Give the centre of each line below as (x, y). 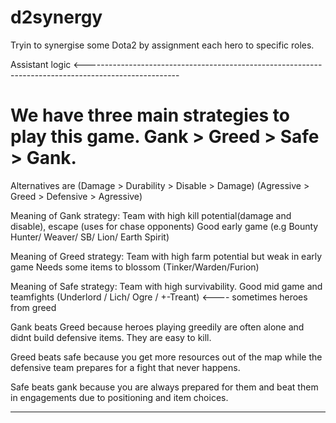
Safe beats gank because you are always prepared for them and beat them (164, 387)
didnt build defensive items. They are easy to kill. (111, 337)
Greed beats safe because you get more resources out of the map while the (166, 357)
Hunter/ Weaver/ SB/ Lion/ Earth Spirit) (90, 237)
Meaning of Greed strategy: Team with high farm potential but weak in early (166, 256)
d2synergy (56, 17)
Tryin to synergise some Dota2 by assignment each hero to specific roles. (162, 45)
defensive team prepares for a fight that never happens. (125, 367)
